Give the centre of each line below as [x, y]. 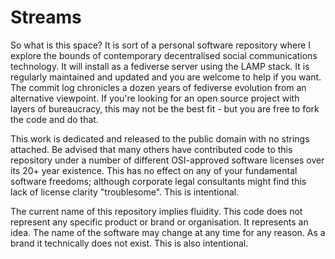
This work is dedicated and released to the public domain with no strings [160, 138]
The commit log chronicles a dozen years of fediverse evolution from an [158, 87]
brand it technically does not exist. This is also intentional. [129, 243]
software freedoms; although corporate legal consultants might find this [158, 181]
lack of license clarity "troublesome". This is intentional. [125, 192]
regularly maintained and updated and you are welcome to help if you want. [166, 77]
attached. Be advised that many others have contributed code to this [151, 149]
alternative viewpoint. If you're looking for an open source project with [155, 98]
